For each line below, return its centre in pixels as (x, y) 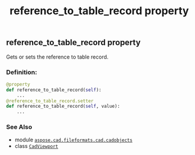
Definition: (22, 72)
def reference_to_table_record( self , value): (63, 106)
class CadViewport (36, 146)
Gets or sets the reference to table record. (57, 57)
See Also (19, 127)
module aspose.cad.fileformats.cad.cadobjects (74, 140)
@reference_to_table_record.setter (50, 101)
